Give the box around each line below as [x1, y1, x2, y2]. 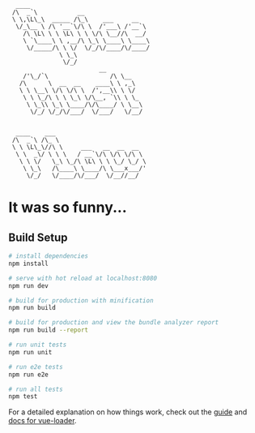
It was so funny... [8, 199, 127, 216]
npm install [8, 259, 49, 268]
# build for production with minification [8, 296, 154, 305]
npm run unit [8, 348, 53, 356]
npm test [8, 392, 38, 401]
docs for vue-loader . [8, 416, 77, 426]
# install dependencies [8, 252, 89, 260]
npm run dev [8, 281, 49, 289]
